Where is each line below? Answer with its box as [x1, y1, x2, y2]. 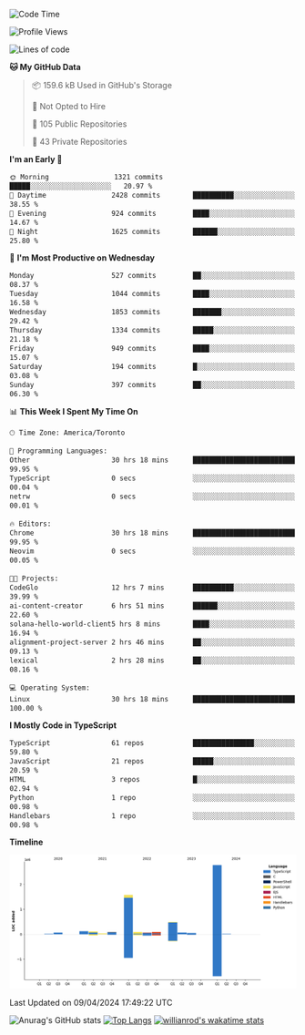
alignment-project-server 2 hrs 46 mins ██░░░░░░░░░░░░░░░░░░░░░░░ [9, 638, 296, 647]
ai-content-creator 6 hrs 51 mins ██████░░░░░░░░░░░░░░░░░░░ [9, 601, 296, 610]
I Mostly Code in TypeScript [9, 720, 117, 731]
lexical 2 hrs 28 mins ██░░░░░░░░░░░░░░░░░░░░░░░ [9, 656, 296, 665]
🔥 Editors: [9, 519, 52, 528]
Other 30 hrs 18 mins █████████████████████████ [9, 456, 296, 465]
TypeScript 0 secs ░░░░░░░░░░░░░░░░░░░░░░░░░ [9, 474, 296, 483]
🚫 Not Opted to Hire [31, 101, 107, 111]
